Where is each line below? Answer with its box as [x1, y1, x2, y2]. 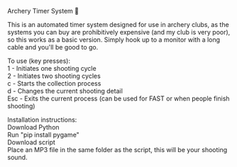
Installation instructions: [7, 115, 77, 124]
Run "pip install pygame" [7, 131, 79, 139]
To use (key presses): [7, 57, 71, 65]
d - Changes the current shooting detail [7, 87, 123, 95]
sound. [7, 153, 28, 161]
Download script [7, 138, 55, 146]
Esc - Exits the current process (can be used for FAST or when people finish [7, 94, 230, 103]
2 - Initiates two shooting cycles [7, 71, 101, 80]
